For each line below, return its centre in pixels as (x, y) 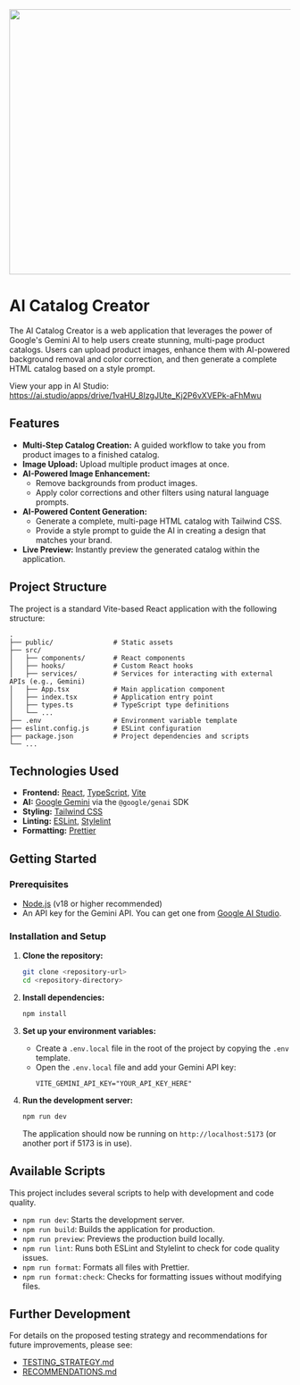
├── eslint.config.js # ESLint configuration (105, 728)
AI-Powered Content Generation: (84, 511)
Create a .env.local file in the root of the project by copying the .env (162, 1048)
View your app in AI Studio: (59, 386)
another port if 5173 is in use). (77, 1143)
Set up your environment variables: (89, 1030)
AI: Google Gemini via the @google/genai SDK (105, 802)
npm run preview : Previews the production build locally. (123, 1238)
